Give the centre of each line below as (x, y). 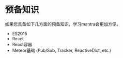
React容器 (22, 44)
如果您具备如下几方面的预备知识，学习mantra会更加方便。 (63, 24)
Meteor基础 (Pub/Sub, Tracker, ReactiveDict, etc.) (61, 50)
